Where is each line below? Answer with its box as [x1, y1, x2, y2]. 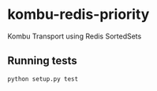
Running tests [7, 54, 78, 67]
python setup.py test [7, 75, 79, 83]
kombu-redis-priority [7, 5, 150, 24]
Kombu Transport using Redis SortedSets [7, 31, 142, 41]
